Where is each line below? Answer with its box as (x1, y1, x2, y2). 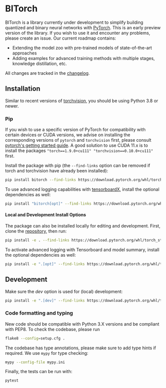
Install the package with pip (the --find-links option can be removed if (5, 163, 151, 168)
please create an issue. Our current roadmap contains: (5, 35, 116, 41)
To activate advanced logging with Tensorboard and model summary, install (5, 246, 160, 253)
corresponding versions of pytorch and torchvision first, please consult (5, 137, 152, 143)
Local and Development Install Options (5, 212, 86, 218)
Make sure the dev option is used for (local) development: (5, 288, 123, 294)
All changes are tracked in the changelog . (5, 70, 90, 76)
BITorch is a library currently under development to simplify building (5, 19, 143, 25)
